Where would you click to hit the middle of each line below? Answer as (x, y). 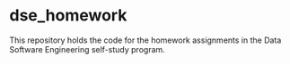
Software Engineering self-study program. (88, 49)
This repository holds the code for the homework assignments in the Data (145, 40)
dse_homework (68, 16)
